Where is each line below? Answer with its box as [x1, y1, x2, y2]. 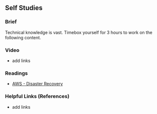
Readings [5, 70, 28, 77]
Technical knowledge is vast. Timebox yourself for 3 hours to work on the [5, 29, 153, 35]
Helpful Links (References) [5, 93, 70, 100]
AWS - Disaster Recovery [12, 81, 63, 87]
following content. [5, 34, 41, 40]
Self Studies [5, 4, 43, 12]
